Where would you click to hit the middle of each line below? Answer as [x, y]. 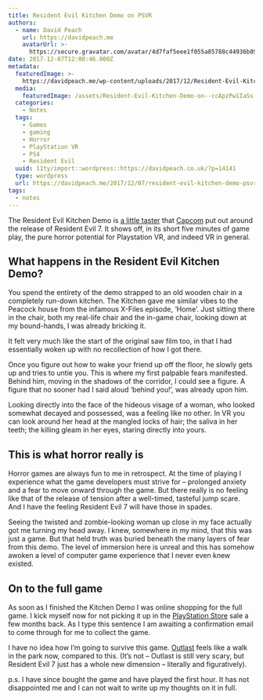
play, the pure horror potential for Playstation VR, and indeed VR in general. [129, 237]
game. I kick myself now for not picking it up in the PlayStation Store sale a [128, 615]
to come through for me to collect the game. [79, 632]
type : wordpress [41, 176]
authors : [22, 23]
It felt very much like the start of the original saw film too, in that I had [120, 341]
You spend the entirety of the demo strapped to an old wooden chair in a [125, 293]
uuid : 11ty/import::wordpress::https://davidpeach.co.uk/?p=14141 [126, 169]
